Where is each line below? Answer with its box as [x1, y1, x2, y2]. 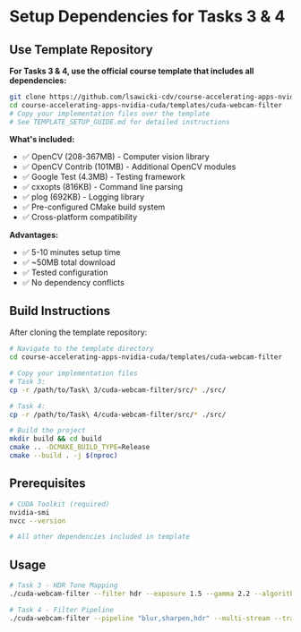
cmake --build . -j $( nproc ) [9, 451, 118, 460]
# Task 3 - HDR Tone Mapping [9, 581, 118, 590]
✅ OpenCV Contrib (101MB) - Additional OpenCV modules [21, 161, 236, 172]
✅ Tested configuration [21, 267, 109, 278]
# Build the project [9, 426, 87, 435]
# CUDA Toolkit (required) [9, 500, 110, 508]
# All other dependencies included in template [9, 533, 191, 542]
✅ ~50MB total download [21, 257, 116, 268]
